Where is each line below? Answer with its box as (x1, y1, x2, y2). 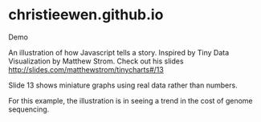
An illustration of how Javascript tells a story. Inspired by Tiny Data (8, 47, 230, 57)
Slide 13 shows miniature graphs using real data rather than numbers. (8, 80, 239, 90)
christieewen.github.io (8, 6, 164, 24)
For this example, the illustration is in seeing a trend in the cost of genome (8, 96, 253, 105)
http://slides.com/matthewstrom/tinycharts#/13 (8, 64, 165, 74)
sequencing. (8, 104, 50, 114)
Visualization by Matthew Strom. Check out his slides (8, 56, 184, 66)
